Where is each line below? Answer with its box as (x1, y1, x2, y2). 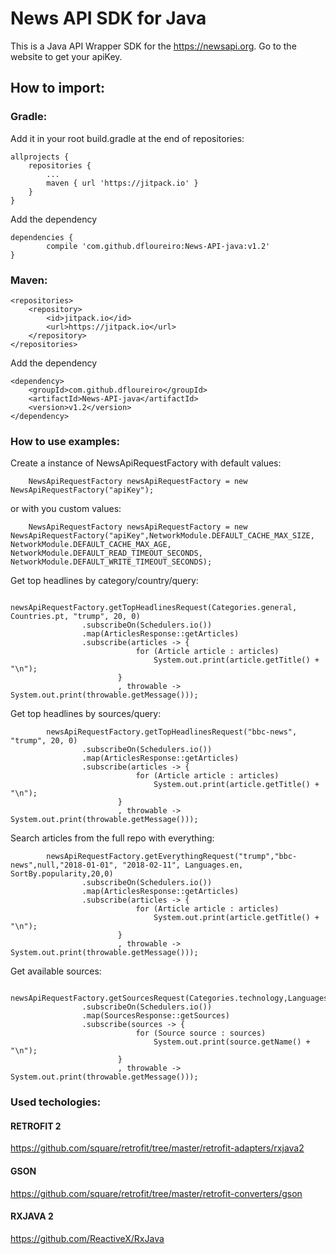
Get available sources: (10, 965, 102, 977)
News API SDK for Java (10, 7, 207, 30)
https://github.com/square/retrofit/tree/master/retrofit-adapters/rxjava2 (10, 1142, 305, 1154)
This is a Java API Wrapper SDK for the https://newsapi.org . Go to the (10, 40, 297, 52)
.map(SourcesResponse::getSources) (81, 1011, 230, 1021)
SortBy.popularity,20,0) (10, 869, 114, 879)
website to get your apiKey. (10, 50, 123, 62)
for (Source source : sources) (135, 1028, 267, 1039)
